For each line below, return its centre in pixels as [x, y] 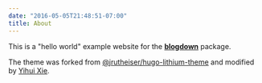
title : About [30, 23]
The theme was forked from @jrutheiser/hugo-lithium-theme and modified [131, 62]
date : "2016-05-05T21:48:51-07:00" [68, 16]
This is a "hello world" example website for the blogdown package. [120, 46]
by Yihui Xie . [29, 70]
